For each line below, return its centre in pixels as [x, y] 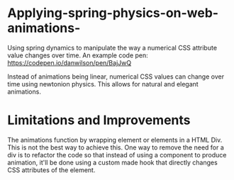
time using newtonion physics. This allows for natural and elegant [103, 84]
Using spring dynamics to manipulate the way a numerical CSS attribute [112, 47]
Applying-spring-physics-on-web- [113, 13]
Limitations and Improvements [99, 120]
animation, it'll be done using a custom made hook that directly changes [112, 162]
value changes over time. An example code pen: [78, 55]
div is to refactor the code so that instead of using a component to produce [117, 154]
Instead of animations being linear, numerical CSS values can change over [116, 77]
